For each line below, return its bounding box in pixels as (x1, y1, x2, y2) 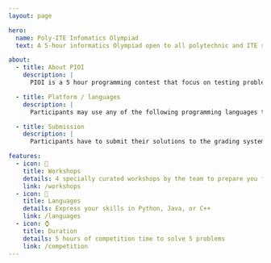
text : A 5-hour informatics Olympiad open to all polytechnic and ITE (15, 41, 258, 49)
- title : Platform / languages (15, 93, 121, 101)
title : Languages (23, 197, 81, 206)
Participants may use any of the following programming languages (29, 108, 258, 116)
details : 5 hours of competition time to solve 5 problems (23, 235, 226, 243)
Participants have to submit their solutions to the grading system (29, 138, 265, 146)
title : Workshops (23, 167, 81, 175)
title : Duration (23, 227, 78, 235)
